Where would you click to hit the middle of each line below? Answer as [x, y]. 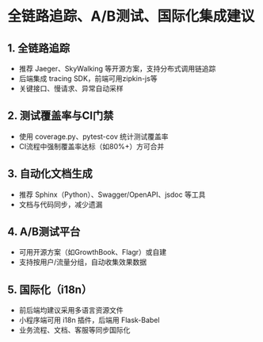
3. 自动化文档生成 [50, 174]
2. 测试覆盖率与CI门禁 [61, 116]
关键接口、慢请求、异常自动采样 [71, 88]
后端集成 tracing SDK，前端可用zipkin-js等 [88, 79]
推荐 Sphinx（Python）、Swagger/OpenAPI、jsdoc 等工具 [112, 194]
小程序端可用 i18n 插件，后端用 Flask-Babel [89, 320]
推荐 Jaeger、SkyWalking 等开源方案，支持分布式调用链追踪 [117, 69]
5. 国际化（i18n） [50, 289]
